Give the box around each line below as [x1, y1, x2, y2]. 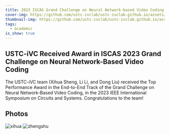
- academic [10, 26, 33, 31]
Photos [5, 110, 28, 118]
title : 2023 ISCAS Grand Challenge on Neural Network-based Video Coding [5, 7, 164, 13]
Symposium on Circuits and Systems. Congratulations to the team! [5, 95, 144, 101]
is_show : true [5, 31, 35, 36]
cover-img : [5, 12, 28, 17]
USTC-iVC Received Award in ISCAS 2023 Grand [5, 50, 161, 58]
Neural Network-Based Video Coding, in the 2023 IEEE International [5, 90, 147, 96]
